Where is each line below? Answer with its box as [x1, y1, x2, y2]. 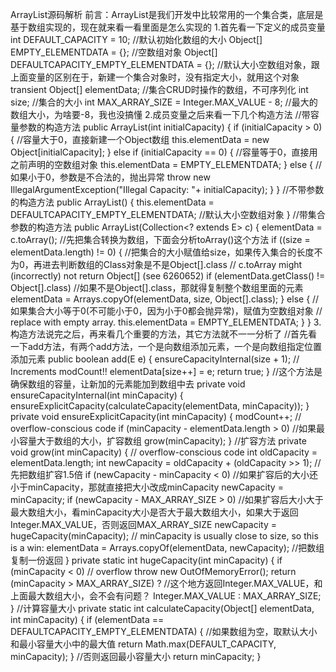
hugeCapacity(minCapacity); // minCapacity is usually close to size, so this [10, 530, 319, 542]
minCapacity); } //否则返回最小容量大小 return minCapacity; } [10, 651, 262, 662]
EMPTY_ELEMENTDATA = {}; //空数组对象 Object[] [10, 46, 218, 58]
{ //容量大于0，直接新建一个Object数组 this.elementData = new [10, 134, 270, 145]
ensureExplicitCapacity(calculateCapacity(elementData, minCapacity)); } [10, 400, 310, 412]
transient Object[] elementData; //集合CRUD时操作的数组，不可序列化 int [10, 84, 309, 95]
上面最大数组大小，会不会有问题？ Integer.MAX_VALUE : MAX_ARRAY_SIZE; [10, 590, 322, 602]
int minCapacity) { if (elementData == [10, 614, 165, 625]
